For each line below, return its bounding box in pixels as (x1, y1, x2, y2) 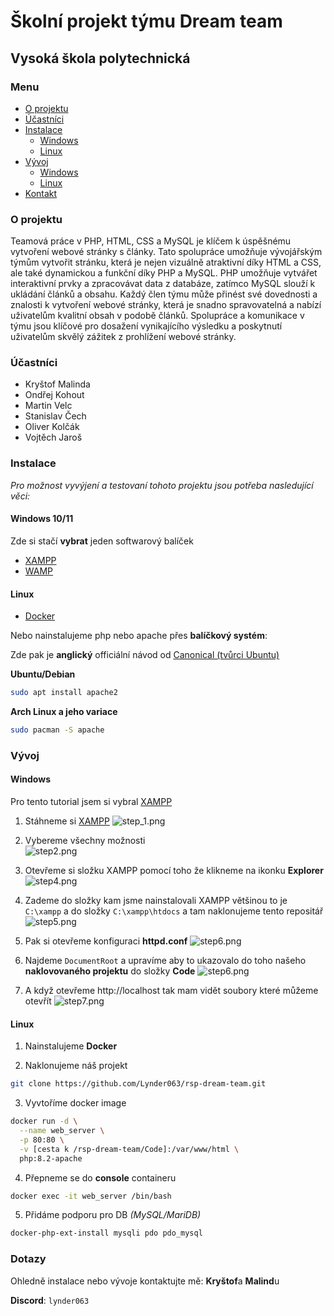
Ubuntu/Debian (10, 668, 76, 680)
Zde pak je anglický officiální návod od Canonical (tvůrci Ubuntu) (10, 649, 280, 661)
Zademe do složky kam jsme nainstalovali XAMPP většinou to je (24, 895, 288, 907)
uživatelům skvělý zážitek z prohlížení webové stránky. (10, 331, 237, 343)
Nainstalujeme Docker (24, 1040, 118, 1052)
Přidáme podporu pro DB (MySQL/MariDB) (24, 1209, 202, 1221)
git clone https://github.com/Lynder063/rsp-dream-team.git (10, 1079, 267, 1089)
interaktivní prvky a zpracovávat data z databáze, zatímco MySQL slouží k (10, 278, 316, 290)
